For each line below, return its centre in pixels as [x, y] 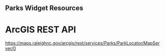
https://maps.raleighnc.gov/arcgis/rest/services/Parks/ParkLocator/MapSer [82, 43]
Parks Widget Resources [44, 8]
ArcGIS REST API [41, 29]
